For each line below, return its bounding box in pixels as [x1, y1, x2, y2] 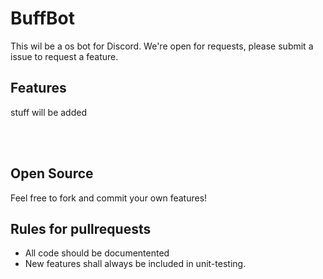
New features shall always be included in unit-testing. [24, 258, 247, 270]
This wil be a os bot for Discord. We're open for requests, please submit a [10, 40, 314, 52]
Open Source [10, 165, 94, 182]
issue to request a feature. [10, 50, 119, 62]
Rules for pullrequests [10, 220, 152, 237]
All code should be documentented [24, 247, 170, 259]
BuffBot [10, 7, 76, 30]
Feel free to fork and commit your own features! [10, 192, 208, 204]
